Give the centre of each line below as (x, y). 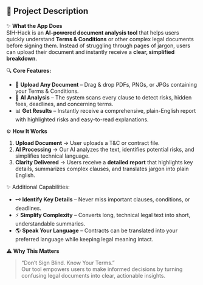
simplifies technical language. (52, 156)
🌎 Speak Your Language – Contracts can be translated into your (96, 230)
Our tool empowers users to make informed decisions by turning (102, 269)
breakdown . (22, 58)
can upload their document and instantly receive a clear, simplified (91, 52)
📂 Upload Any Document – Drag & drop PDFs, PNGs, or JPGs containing (106, 84)
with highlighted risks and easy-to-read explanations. (82, 119)
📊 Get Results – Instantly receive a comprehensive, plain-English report (105, 110)
